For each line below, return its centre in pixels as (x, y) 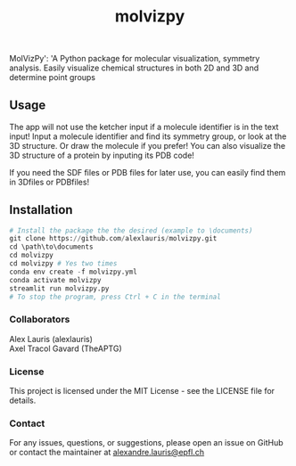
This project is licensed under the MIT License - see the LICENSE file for (142, 391)
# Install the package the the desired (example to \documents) (131, 230)
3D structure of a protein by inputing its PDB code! (102, 155)
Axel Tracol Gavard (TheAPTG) (66, 348)
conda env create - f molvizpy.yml (74, 272)
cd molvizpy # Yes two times (63, 264)
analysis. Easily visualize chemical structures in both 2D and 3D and (134, 68)
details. (23, 401)
